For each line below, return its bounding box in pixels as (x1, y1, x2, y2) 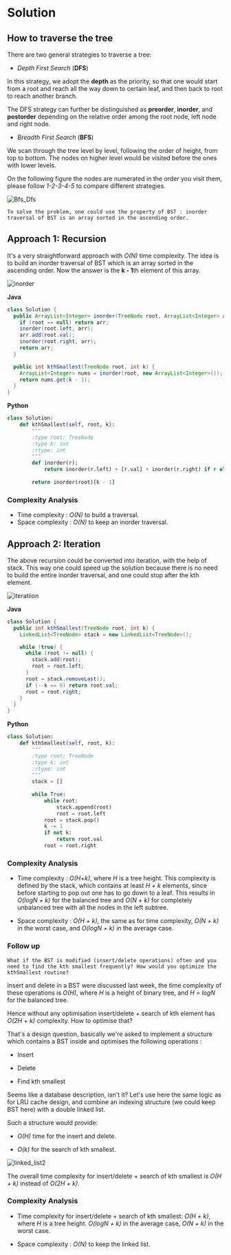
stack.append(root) (56, 804, 112, 811)
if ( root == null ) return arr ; (19, 319, 109, 326)
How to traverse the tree (7, 32, 113, 44)
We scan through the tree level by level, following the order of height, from (7, 147, 218, 154)
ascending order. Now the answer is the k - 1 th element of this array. (7, 266, 201, 274)
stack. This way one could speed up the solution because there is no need (7, 563, 218, 572)
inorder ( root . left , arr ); (19, 325, 94, 332)
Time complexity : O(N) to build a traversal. (16, 511, 140, 519)
